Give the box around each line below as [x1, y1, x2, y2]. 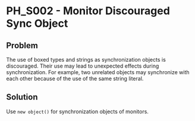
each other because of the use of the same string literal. [6, 75, 144, 82]
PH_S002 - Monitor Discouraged [6, 4, 171, 18]
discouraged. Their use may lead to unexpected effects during [6, 62, 159, 69]
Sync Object [6, 17, 68, 30]
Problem [6, 40, 39, 50]
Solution [6, 92, 38, 102]
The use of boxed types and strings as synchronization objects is [6, 56, 166, 63]
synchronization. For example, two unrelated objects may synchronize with [6, 69, 190, 75]
